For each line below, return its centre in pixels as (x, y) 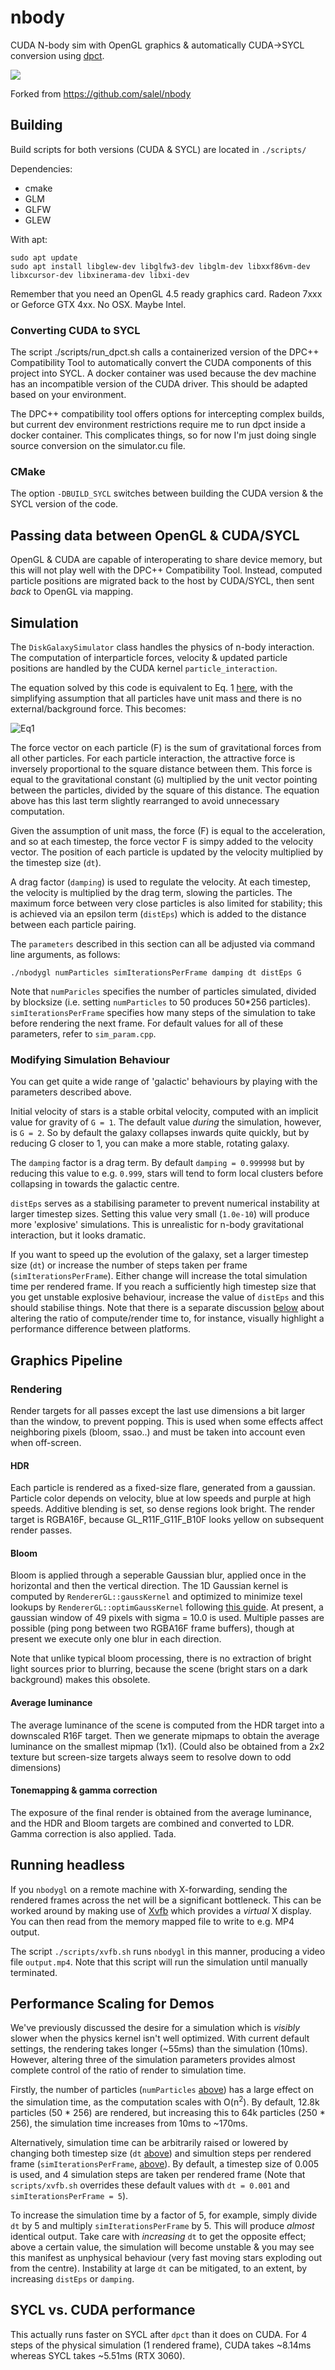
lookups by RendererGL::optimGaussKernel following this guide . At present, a (167, 1607)
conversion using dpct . (57, 55)
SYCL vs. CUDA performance (103, 2310)
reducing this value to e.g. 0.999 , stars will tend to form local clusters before (167, 1173)
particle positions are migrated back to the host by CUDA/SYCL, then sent (162, 581)
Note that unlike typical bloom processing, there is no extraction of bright (161, 1658)
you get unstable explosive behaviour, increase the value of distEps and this (167, 1297)
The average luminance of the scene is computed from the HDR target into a (167, 1725)
